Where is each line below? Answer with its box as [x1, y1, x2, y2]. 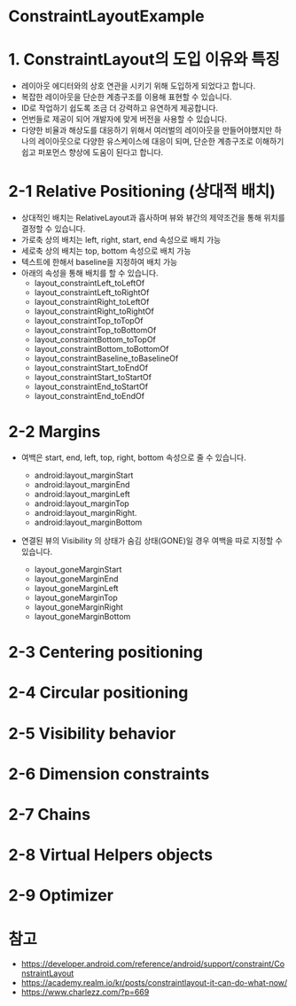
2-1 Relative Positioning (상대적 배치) [8, 182, 277, 201]
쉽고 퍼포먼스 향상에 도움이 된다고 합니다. [20, 147, 164, 158]
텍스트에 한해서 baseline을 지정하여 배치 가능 [20, 257, 178, 268]
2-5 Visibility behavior [8, 723, 176, 744]
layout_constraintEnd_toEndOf [34, 391, 145, 402]
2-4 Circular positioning [8, 682, 189, 703]
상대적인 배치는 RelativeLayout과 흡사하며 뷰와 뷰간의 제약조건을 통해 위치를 [20, 213, 285, 223]
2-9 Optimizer [8, 885, 114, 906]
